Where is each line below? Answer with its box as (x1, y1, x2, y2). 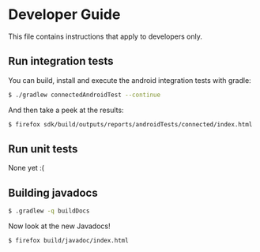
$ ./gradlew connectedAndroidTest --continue (8, 91, 160, 99)
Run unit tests (8, 142, 78, 156)
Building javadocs (8, 186, 98, 199)
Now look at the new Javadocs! (8, 221, 111, 231)
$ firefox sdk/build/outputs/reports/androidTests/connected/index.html (8, 120, 253, 128)
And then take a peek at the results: (8, 105, 124, 115)
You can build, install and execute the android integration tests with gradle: (8, 75, 251, 85)
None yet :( (8, 164, 45, 173)
